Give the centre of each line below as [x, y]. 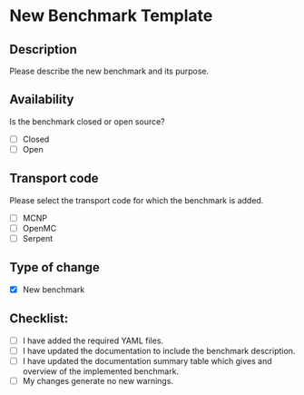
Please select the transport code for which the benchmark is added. [137, 200]
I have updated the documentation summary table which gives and [147, 360]
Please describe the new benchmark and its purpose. [109, 71]
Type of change [54, 267]
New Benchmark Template [111, 16]
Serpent [38, 238]
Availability [42, 99]
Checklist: [39, 319]
